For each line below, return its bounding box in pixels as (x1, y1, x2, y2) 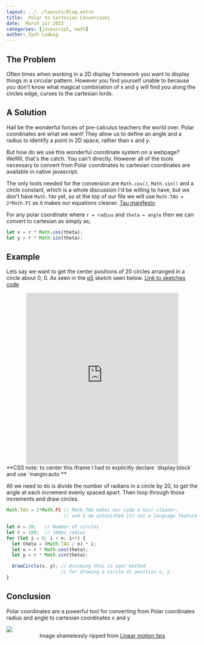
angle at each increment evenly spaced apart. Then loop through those (6, 489, 185, 496)
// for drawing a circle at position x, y (60, 569, 171, 575)
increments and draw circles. (6, 495, 79, 503)
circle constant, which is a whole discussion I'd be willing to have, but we (6, 186, 190, 193)
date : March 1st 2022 (6, 20, 64, 26)
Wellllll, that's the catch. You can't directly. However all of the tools (6, 155, 174, 162)
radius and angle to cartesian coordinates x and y (6, 614, 131, 621)
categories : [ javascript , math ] (6, 26, 88, 32)
